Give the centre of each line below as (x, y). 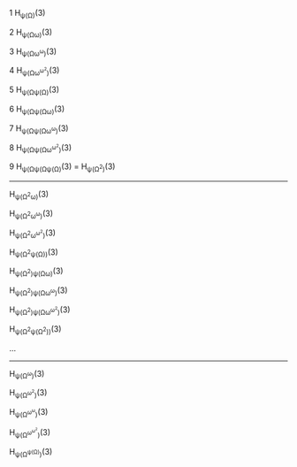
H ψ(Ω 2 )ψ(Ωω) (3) (36, 272)
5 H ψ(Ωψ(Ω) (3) (34, 90)
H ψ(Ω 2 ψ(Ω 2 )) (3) (35, 329)
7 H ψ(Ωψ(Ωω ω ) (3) (39, 129)
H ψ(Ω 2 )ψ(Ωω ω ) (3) (38, 291)
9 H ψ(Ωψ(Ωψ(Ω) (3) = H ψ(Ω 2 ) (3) (62, 168)
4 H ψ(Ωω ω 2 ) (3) (34, 72)
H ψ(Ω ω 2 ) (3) (28, 394)
